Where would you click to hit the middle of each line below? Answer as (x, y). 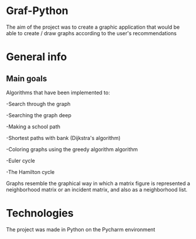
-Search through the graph (38, 104)
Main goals (27, 78)
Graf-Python (37, 11)
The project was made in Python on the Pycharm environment (81, 229)
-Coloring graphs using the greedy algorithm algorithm (72, 149)
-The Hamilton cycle (30, 172)
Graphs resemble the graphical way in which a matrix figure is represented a (98, 183)
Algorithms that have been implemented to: (58, 93)
